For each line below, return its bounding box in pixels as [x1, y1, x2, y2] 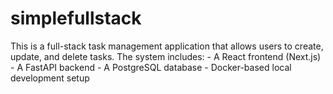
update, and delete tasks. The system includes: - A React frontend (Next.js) [10, 50, 322, 62]
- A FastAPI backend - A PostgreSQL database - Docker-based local [10, 61, 292, 73]
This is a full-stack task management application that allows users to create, [10, 40, 324, 52]
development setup [10, 72, 90, 84]
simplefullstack [10, 7, 142, 30]
